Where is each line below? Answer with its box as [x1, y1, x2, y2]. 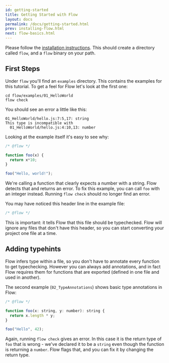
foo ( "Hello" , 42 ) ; [5, 327, 44, 332]
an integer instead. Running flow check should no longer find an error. [5, 191, 150, 197]
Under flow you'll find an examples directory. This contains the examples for [5, 78, 162, 84]
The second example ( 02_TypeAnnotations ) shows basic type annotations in [5, 284, 162, 290]
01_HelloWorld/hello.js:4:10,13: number [10, 125, 96, 130]
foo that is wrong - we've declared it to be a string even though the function [5, 341, 164, 347]
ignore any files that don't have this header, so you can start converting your [5, 225, 164, 231]
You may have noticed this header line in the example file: [5, 201, 125, 207]
